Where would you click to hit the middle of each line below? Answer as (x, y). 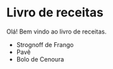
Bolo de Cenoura (40, 59)
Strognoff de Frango (45, 44)
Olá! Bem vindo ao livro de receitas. (56, 31)
